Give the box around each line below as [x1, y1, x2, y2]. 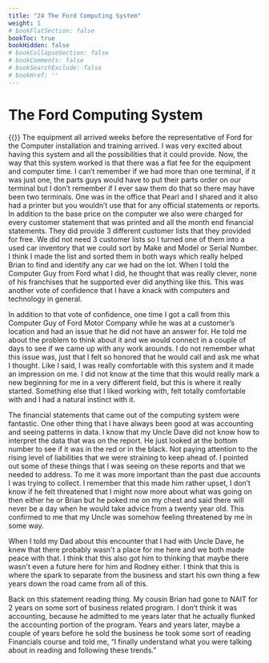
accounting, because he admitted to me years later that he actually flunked [8, 611, 255, 621]
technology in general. [8, 294, 82, 303]
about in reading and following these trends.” [8, 645, 157, 655]
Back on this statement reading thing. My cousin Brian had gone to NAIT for [8, 594, 258, 604]
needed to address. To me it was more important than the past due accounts [8, 469, 261, 479]
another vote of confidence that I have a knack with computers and [8, 285, 230, 295]
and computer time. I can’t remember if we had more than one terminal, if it [8, 166, 256, 176]
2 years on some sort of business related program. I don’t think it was [8, 602, 238, 613]
